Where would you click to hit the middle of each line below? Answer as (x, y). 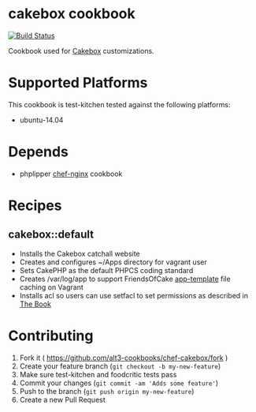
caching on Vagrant (52, 287)
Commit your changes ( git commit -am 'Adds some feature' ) (119, 383)
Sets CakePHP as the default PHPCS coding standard (106, 270)
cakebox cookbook (72, 14)
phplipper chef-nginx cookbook (71, 174)
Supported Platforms (78, 83)
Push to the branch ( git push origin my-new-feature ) (107, 391)
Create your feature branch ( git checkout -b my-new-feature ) (120, 366)
